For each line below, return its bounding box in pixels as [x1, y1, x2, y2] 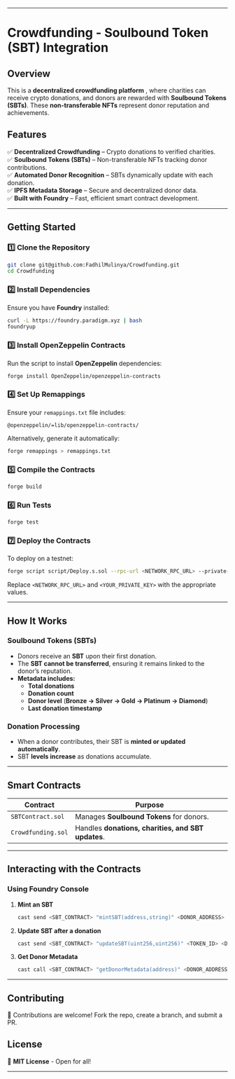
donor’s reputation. [17, 667, 73, 675]
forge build [7, 483, 42, 490]
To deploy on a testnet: [7, 555, 73, 563]
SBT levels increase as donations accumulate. [17, 752, 152, 761]
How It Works [7, 615, 68, 627]
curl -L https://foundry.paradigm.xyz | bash [7, 317, 142, 324]
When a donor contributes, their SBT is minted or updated [17, 738, 186, 746]
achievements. [7, 109, 50, 116]
